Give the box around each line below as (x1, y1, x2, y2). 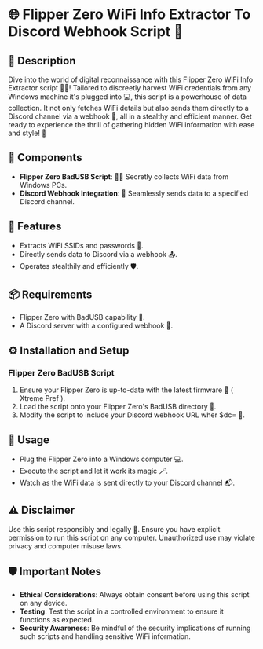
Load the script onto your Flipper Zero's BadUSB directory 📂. (19, 402, 217, 412)
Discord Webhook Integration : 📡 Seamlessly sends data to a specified (19, 189, 249, 198)
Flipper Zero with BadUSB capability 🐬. (19, 313, 145, 322)
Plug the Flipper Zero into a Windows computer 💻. (19, 454, 184, 464)
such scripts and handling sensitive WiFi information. (19, 631, 191, 641)
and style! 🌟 (8, 128, 47, 137)
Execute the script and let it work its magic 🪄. (19, 466, 169, 475)
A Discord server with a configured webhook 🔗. (19, 321, 174, 331)
